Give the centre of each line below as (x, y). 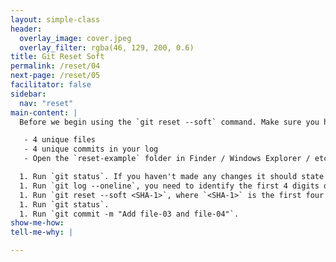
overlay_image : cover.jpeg (75, 38)
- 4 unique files (60, 140)
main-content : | (44, 112)
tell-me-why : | (42, 232)
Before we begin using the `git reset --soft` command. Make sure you (169, 122)
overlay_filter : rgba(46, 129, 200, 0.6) (107, 47)
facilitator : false (51, 85)
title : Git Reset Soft (57, 57)
